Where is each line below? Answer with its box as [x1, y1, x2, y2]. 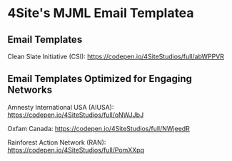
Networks [7, 84, 52, 96]
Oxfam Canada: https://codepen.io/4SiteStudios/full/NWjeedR [7, 124, 191, 133]
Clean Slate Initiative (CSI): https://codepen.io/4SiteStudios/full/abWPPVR [7, 52, 225, 61]
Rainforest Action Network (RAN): [7, 137, 106, 147]
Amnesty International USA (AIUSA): [7, 103, 114, 111]
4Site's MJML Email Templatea [7, 5, 194, 21]
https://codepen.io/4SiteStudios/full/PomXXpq [7, 145, 145, 154]
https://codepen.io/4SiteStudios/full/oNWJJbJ [7, 110, 144, 119]
